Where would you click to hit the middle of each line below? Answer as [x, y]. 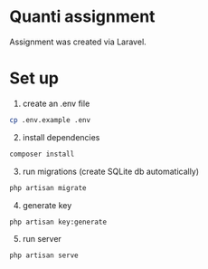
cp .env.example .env [50, 120]
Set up [34, 78]
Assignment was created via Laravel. [78, 42]
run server [42, 239]
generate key [47, 205]
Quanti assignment [82, 17]
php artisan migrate [48, 187]
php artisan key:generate [58, 222]
